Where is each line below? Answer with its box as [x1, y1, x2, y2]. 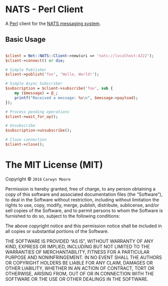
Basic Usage [5, 35, 46, 44]
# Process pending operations [5, 109, 70, 114]
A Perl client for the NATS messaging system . [5, 20, 101, 27]
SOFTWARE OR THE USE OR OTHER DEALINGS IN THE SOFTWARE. [5, 276, 149, 282]
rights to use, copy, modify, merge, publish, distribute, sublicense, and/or [5, 202, 159, 208]
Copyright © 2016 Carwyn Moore [5, 176, 71, 182]
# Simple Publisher [5, 67, 47, 72]
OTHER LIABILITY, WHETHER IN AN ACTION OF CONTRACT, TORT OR [5, 265, 154, 271]
